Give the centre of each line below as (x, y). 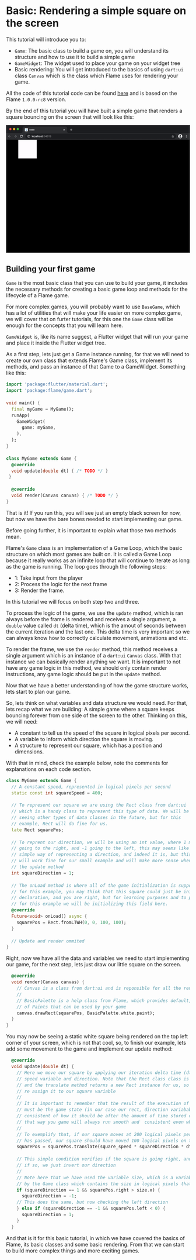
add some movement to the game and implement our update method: (90, 1049)
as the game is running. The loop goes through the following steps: (87, 566)
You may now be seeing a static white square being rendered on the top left (97, 1037)
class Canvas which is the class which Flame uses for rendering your (96, 75)
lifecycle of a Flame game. (38, 295)
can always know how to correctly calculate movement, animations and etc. (97, 638)
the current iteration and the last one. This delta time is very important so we (98, 631)
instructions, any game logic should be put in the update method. (84, 674)
